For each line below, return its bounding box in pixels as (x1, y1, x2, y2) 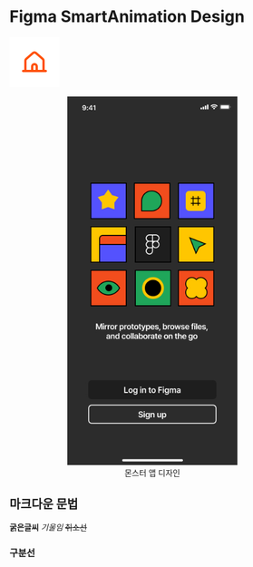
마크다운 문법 (9, 496, 79, 512)
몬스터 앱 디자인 (123, 467, 181, 478)
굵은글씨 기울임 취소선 (9, 522, 88, 533)
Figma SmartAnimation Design (9, 6, 245, 27)
